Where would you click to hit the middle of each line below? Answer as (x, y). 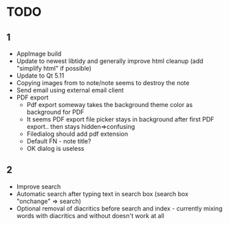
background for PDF (55, 112)
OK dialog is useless (55, 149)
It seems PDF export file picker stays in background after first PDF (120, 119)
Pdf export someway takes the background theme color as (110, 105)
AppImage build (39, 54)
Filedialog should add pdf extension (77, 134)
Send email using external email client (70, 90)
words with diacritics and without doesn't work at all (90, 215)
